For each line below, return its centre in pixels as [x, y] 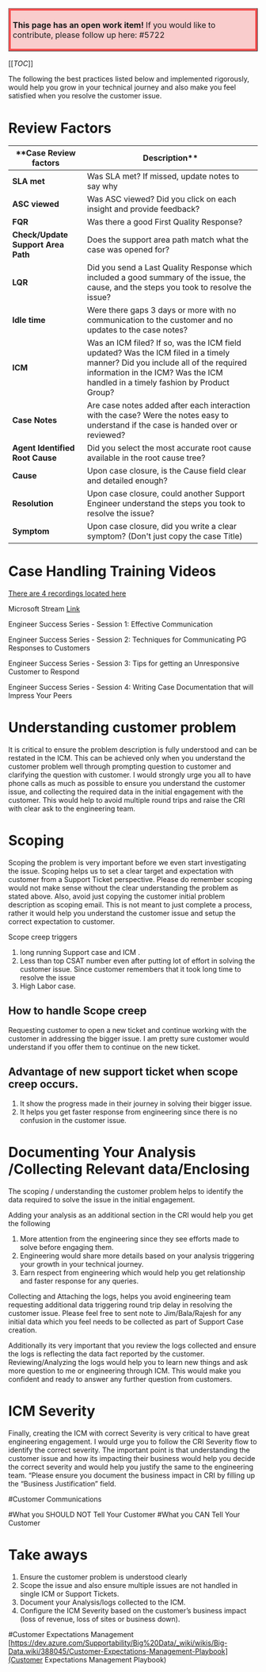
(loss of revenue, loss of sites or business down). [100, 1619]
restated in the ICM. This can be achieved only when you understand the [127, 758]
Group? [101, 393]
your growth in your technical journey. [82, 1264]
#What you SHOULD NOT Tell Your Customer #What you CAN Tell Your [124, 1514]
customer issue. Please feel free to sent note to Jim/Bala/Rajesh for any [125, 1313]
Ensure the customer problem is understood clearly [103, 1577]
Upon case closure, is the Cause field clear [167, 471]
